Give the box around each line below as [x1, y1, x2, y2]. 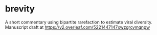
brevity [5, 3, 35, 14]
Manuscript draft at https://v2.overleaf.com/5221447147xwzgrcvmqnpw [5, 24, 150, 30]
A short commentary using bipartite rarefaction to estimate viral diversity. [5, 19, 153, 25]
